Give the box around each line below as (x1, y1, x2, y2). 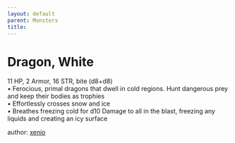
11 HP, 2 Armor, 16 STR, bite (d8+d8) (7, 77, 113, 85)
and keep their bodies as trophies (7, 92, 104, 101)
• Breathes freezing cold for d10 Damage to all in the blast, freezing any (7, 107, 215, 116)
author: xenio (7, 128, 46, 137)
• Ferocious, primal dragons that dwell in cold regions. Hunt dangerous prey (7, 85, 228, 93)
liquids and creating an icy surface (7, 114, 108, 123)
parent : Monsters (7, 17, 59, 24)
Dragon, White (7, 54, 94, 70)
